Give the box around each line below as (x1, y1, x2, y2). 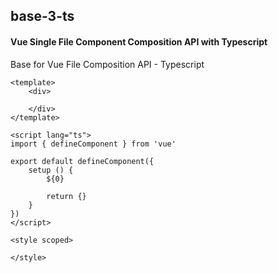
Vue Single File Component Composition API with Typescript (10, 35, 268, 48)
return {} (46, 191, 87, 201)
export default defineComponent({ (10, 156, 155, 166)
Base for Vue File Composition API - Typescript (10, 58, 205, 70)
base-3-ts (10, 8, 75, 25)
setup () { (28, 165, 74, 175)
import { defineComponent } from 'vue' (10, 139, 177, 149)
